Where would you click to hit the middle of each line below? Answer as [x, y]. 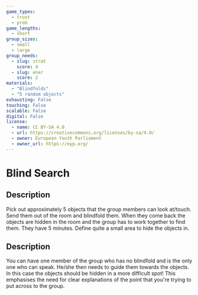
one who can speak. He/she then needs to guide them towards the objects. [98, 267]
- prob [20, 23]
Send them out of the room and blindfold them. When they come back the [96, 215]
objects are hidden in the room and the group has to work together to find [96, 222]
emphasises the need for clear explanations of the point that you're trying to [99, 280]
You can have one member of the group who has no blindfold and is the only [99, 261]
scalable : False [26, 111]
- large [21, 50]
